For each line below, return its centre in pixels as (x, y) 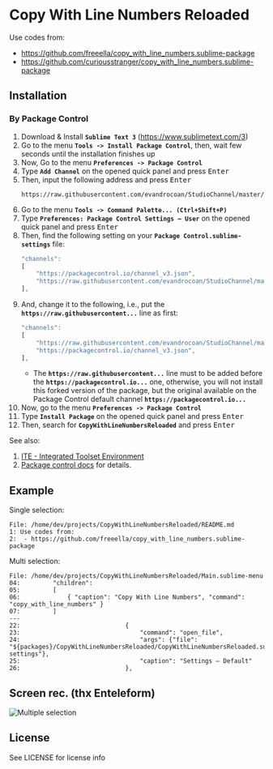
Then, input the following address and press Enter (106, 179)
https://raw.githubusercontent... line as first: (100, 313)
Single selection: (37, 510)
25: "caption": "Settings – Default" (131, 661)
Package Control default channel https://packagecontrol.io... (139, 399)
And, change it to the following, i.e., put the (93, 304)
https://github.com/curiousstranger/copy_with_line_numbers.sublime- (137, 62)
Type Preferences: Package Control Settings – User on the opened (135, 218)
